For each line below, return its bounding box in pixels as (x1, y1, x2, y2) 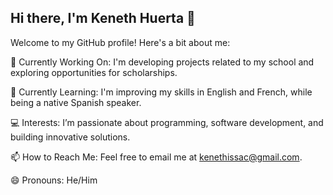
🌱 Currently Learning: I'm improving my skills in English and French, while (10, 86, 313, 98)
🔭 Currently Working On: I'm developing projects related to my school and (10, 56, 315, 68)
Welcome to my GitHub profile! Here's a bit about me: (10, 36, 231, 48)
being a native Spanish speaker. (10, 96, 142, 108)
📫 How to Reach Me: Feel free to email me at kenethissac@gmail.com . (10, 151, 303, 163)
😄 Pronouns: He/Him (10, 174, 98, 186)
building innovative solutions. (10, 131, 131, 143)
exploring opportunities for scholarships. (10, 66, 178, 78)
